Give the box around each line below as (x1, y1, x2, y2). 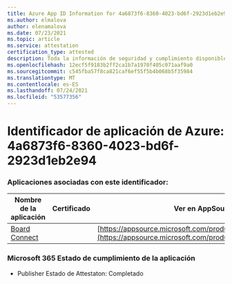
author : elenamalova (7, 23, 67, 30)
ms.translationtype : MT (7, 74, 76, 82)
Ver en (173, 204, 196, 214)
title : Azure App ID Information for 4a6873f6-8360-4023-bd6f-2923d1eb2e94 (7, 10, 230, 17)
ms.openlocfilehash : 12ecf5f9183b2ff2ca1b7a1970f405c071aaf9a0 (7, 61, 193, 68)
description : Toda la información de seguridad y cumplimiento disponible (7, 55, 227, 62)
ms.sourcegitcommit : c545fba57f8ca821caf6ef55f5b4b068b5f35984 (7, 68, 193, 75)
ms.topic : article (7, 36, 60, 43)
